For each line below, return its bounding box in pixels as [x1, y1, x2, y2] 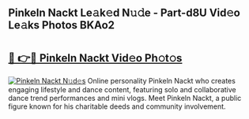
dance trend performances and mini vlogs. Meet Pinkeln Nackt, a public [8, 94, 242, 102]
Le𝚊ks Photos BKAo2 [8, 19, 115, 32]
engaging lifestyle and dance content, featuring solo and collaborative [8, 85, 236, 94]
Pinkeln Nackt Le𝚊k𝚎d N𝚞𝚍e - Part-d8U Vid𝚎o [8, 6, 241, 20]
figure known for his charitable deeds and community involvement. [8, 102, 227, 111]
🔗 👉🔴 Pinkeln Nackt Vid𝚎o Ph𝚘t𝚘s [8, 51, 183, 65]
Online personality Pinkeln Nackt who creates [87, 76, 236, 85]
